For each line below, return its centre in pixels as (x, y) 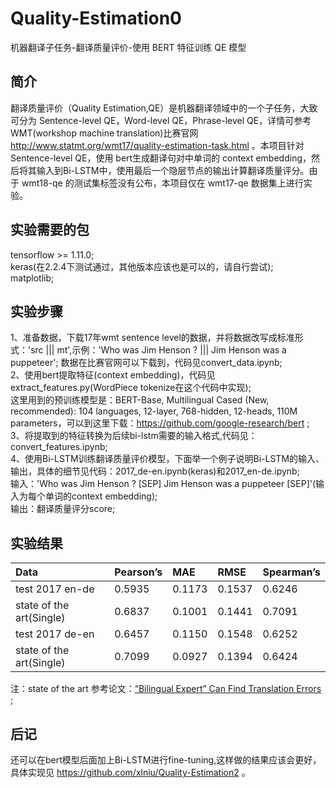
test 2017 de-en (55, 634)
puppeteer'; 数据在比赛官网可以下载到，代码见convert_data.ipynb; (146, 363)
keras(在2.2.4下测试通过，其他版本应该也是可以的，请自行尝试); (142, 266)
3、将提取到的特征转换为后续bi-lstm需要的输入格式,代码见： (134, 436)
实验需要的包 (50, 230)
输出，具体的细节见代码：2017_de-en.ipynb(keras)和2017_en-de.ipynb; (155, 471)
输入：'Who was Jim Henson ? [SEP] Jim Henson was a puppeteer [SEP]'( (163, 484)
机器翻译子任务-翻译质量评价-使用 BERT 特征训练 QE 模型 (128, 47)
